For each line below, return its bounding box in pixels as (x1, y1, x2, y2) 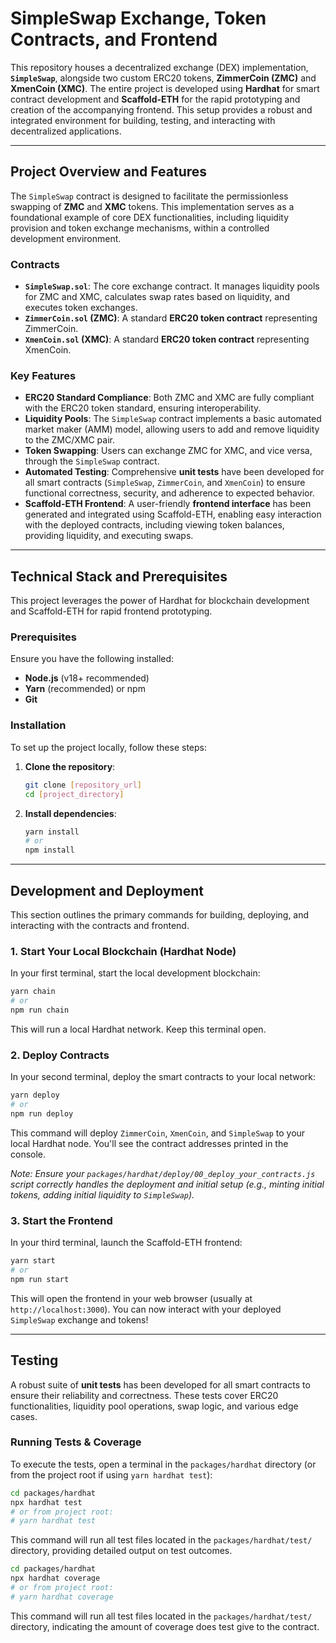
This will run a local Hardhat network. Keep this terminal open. (10, 1023, 267, 1035)
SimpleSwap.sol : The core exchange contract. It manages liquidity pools (24, 280, 320, 292)
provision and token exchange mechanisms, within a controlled (10, 222, 270, 234)
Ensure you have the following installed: (10, 653, 175, 665)
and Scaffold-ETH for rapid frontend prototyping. (10, 605, 213, 617)
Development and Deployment (10, 882, 204, 899)
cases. (10, 1410, 38, 1422)
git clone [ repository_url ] (24, 780, 142, 790)
